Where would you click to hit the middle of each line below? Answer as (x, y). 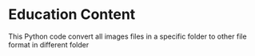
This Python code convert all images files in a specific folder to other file (127, 36)
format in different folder (49, 44)
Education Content (72, 15)
